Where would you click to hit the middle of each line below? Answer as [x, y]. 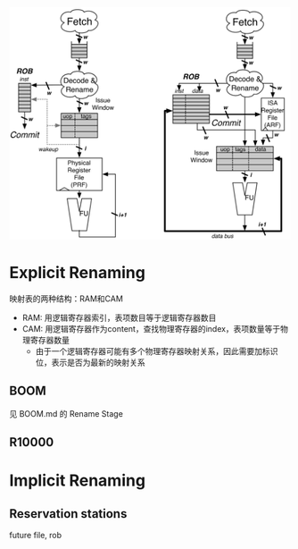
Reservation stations [68, 514]
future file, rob [36, 536]
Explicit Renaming [77, 273]
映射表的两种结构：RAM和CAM [66, 299]
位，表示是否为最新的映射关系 [90, 362]
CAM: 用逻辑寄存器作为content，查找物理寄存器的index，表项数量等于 [151, 328]
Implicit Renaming [77, 481]
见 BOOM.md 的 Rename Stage [66, 413]
